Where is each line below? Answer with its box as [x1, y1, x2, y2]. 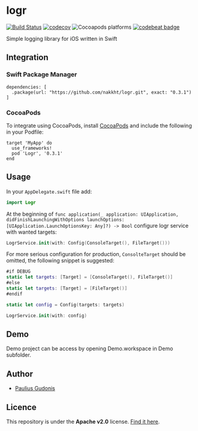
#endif [6, 291, 23, 297]
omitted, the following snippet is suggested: [6, 257, 115, 264]
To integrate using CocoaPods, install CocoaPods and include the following [6, 122, 192, 129]
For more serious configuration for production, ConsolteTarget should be [6, 251, 186, 258]
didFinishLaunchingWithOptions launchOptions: [6, 216, 125, 222]
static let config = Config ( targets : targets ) [6, 302, 125, 308]
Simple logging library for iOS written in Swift [6, 35, 118, 42]
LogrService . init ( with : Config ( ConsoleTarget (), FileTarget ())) [6, 240, 170, 246]
